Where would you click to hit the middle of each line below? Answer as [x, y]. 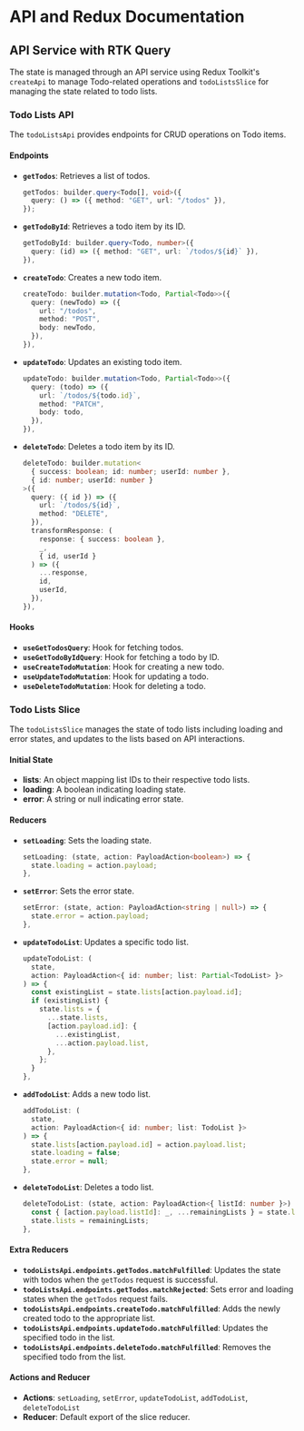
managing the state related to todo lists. [83, 91]
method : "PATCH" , [72, 404]
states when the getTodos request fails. [95, 1298]
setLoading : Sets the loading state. [87, 840]
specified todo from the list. [74, 1357]
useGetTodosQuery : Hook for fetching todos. [103, 647]
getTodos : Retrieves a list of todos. [86, 175]
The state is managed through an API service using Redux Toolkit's [135, 72]
